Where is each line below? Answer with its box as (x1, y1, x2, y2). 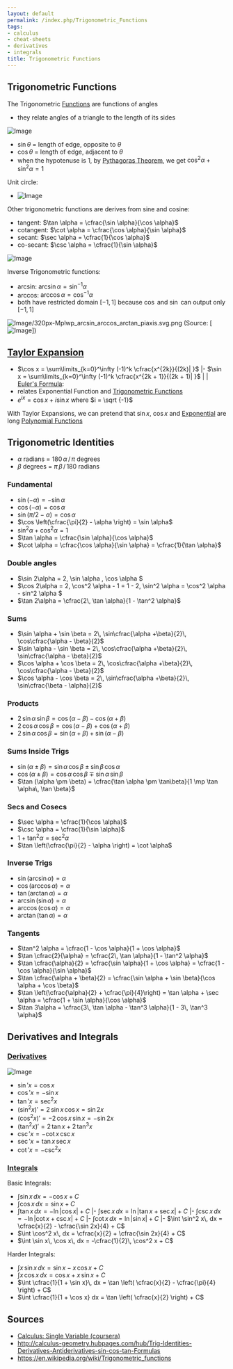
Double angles (7, 558, 57, 568)
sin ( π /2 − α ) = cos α (17, 510, 77, 519)
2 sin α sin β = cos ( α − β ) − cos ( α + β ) (17, 714, 127, 723)
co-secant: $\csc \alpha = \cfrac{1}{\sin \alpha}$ (17, 241, 158, 249)
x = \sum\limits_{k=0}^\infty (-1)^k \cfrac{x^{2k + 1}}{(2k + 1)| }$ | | (17, 373, 209, 380)
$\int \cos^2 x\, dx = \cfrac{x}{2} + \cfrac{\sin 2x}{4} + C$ (17, 1229, 186, 1238)
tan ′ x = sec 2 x (17, 1096, 58, 1105)
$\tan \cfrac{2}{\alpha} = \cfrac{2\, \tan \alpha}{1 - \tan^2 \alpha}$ (17, 952, 209, 960)
